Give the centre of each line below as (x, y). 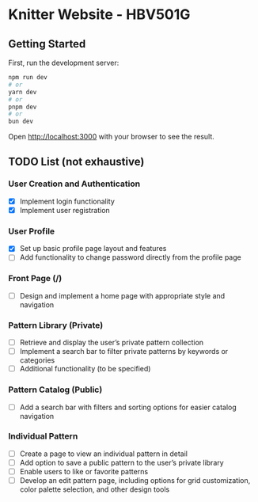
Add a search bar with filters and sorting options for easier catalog (128, 407)
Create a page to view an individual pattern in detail (104, 454)
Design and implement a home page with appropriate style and (122, 295)
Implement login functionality (67, 201)
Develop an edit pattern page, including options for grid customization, (135, 481)
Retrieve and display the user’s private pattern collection (112, 343)
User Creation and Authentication (74, 184)
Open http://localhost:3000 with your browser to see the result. (112, 137)
